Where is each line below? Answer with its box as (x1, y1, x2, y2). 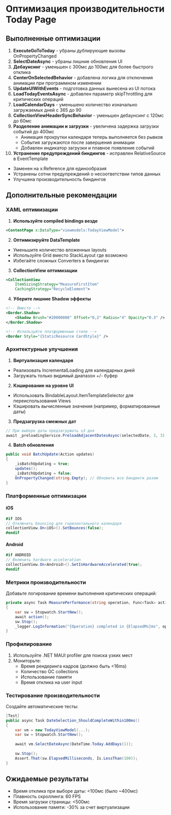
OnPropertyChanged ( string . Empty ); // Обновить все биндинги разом (15, 475, 158, 480)
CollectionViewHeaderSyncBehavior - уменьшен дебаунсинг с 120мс (13, 112, 164, 118)
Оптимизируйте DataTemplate (13, 237, 80, 243)
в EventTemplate (13, 156, 48, 162)
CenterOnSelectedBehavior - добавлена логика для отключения (13, 75, 153, 80)
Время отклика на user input (20, 679, 83, 685)
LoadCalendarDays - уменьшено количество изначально (13, 102, 138, 107)
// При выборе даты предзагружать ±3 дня (6, 428, 95, 433)
